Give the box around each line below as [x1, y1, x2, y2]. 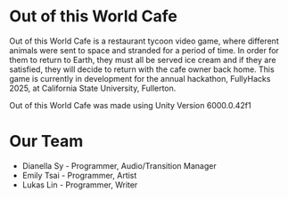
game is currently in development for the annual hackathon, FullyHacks [9, 73, 271, 84]
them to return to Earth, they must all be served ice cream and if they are [9, 54, 276, 65]
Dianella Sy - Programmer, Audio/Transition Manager [21, 160, 217, 171]
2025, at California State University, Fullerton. [9, 83, 177, 93]
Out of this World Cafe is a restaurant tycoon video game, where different [9, 36, 279, 46]
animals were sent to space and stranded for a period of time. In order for [9, 44, 279, 55]
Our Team [9, 131, 84, 152]
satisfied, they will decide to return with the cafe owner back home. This [9, 64, 275, 75]
